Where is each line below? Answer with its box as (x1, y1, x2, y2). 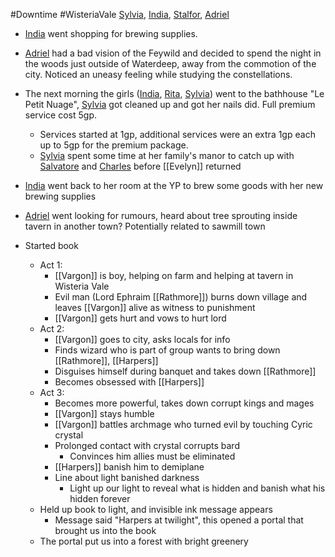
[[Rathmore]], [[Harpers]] (54, 355, 159, 366)
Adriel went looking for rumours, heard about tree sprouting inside (24, 210, 298, 221)
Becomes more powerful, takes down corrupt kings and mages (54, 397, 315, 409)
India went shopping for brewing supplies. (24, 28, 198, 39)
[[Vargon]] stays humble (54, 408, 155, 419)
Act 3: (39, 387, 65, 398)
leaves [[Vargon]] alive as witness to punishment (54, 302, 256, 313)
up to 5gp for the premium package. (39, 139, 189, 151)
